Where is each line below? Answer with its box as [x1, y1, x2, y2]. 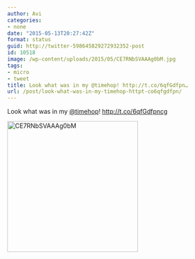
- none [7, 23, 26, 30]
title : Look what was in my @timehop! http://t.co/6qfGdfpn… [7, 82, 189, 89]
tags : [7, 62, 23, 69]
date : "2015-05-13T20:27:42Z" [7, 29, 95, 37]
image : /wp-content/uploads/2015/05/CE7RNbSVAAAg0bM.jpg [7, 56, 176, 63]
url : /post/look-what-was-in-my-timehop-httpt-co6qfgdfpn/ [7, 88, 182, 95]
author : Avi [7, 10, 42, 17]
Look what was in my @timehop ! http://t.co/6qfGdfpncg [7, 108, 168, 116]
